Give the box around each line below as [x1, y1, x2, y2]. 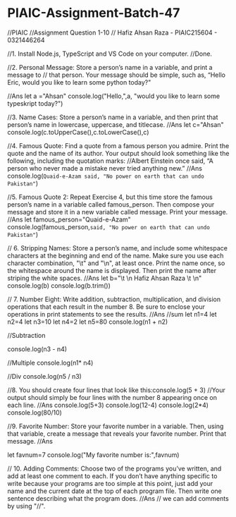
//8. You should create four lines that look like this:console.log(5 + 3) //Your [7, 386, 225, 394]
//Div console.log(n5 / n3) [7, 372, 82, 380]
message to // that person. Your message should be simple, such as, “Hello [7, 71, 225, 79]
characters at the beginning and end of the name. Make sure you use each [7, 251, 224, 260]
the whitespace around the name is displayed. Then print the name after [7, 266, 217, 274]
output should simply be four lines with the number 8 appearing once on [7, 393, 217, 401]
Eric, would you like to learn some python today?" [7, 78, 151, 86]
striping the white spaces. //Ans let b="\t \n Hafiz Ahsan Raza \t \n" [7, 274, 202, 282]
